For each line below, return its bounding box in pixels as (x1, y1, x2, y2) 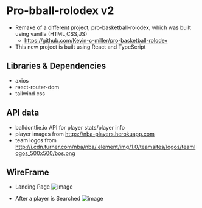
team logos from (15, 136, 57, 144)
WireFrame (6, 167, 50, 177)
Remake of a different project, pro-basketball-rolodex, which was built (15, 24, 192, 31)
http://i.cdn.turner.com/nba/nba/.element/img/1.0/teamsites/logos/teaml (15, 143, 196, 150)
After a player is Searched (15, 195, 81, 203)
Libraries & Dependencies (6, 61, 106, 71)
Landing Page (15, 183, 50, 190)
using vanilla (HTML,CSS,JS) (15, 30, 88, 37)
